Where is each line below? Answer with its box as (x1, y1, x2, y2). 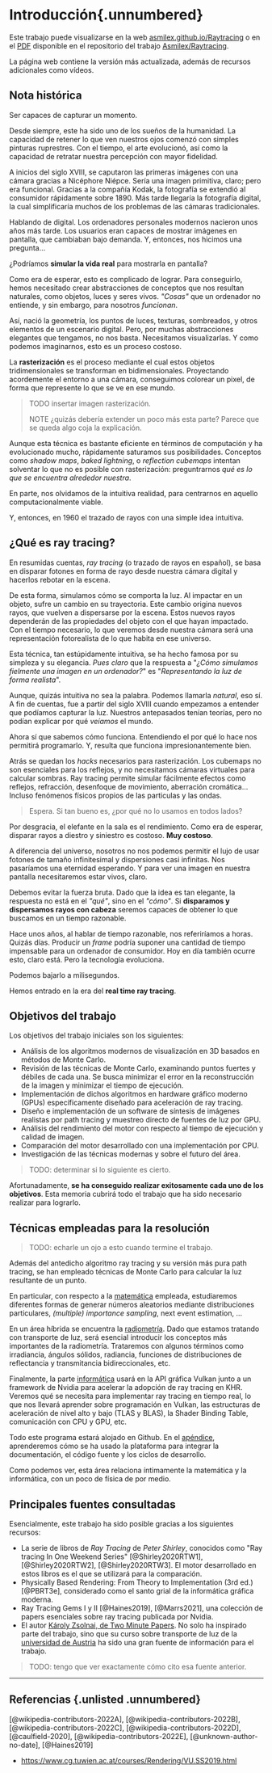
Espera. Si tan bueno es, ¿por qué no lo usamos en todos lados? (28, 806, 243, 815)
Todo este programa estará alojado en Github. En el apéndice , (9, 1433, 216, 1442)
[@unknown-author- (190, 1731, 258, 1741)
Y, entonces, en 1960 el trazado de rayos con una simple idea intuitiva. (9, 512, 245, 522)
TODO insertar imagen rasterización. (28, 398, 152, 408)
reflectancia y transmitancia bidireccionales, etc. (9, 1358, 171, 1368)
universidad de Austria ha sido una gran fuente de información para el (20, 1638, 254, 1647)
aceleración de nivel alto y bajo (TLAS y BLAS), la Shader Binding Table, (9, 1409, 249, 1418)
